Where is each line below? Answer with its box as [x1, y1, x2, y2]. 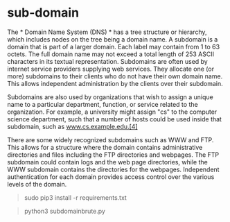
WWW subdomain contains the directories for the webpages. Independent [7, 165, 220, 173]
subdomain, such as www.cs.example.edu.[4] [7, 122, 138, 130]
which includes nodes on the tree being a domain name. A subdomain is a [7, 35, 218, 43]
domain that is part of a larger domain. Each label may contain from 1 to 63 [7, 42, 220, 51]
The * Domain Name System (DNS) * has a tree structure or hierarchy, [7, 28, 207, 36]
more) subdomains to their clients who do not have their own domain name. [7, 71, 223, 80]
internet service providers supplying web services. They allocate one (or [7, 65, 215, 73]
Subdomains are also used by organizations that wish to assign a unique [7, 92, 213, 101]
